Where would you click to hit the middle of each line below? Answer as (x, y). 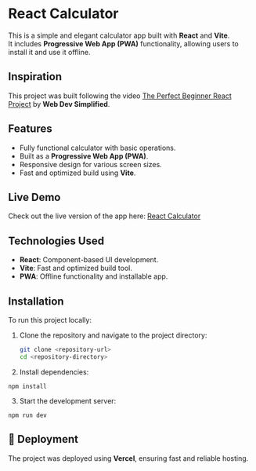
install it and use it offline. (49, 52)
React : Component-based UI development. (89, 260)
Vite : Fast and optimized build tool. (76, 268)
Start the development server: (68, 400)
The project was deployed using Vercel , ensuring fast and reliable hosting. (128, 458)
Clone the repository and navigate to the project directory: (113, 335)
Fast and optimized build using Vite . (78, 173)
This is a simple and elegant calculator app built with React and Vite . (119, 35)
